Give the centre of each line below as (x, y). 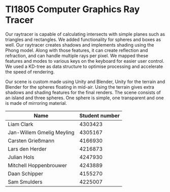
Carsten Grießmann (31, 140)
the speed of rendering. (30, 71)
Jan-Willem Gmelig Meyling (41, 132)
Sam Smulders (25, 182)
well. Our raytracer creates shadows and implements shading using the (80, 45)
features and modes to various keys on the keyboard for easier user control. (85, 61)
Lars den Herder (27, 149)
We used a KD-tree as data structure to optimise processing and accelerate (84, 66)
